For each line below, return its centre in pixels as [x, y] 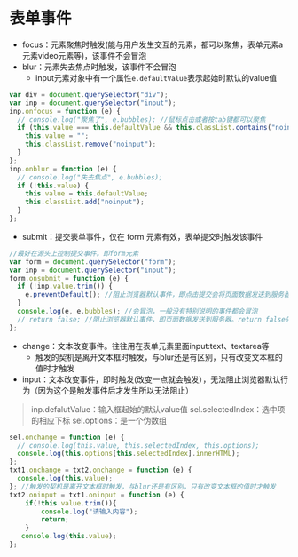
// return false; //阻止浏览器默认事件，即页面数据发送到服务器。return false [151, 319]
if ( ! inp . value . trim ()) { [65, 286]
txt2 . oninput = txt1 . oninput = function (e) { [97, 495]
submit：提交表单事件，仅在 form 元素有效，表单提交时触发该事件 [142, 236]
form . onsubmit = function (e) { [69, 278]
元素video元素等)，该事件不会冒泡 [84, 55]
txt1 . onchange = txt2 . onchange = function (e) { [101, 470]
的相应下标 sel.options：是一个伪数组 [98, 420]
